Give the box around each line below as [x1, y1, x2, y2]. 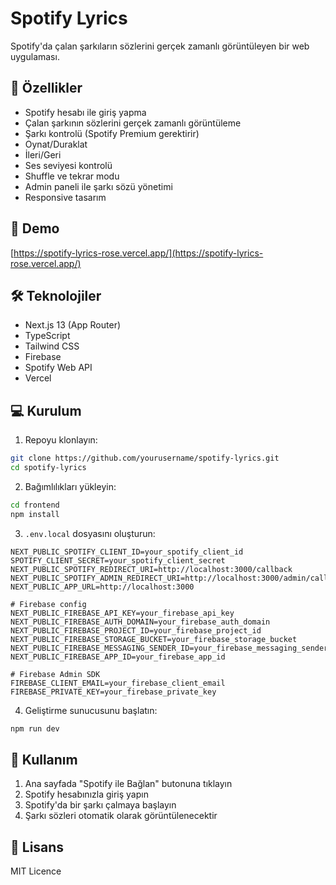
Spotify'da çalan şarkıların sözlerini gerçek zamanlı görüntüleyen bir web [10, 40, 310, 52]
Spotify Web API [24, 362, 93, 374]
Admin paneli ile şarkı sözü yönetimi [24, 180, 173, 192]
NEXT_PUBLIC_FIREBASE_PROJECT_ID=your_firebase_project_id [10, 625, 262, 636]
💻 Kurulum [10, 402, 82, 419]
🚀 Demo [10, 220, 60, 237]
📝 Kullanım [10, 751, 78, 768]
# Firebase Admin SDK [10, 669, 101, 679]
